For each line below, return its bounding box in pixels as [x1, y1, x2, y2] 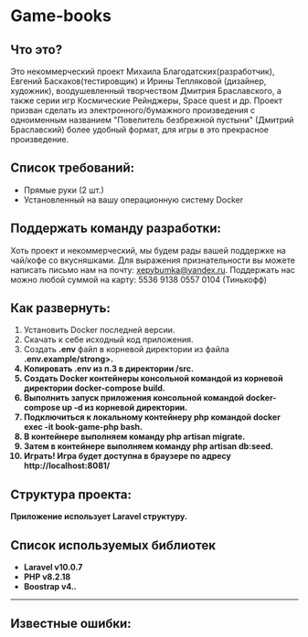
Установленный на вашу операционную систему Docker [23, 193, 244, 205]
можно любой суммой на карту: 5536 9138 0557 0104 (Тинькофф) [10, 274, 268, 285]
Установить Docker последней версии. [23, 325, 175, 336]
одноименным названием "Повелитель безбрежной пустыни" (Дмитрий [10, 115, 294, 125]
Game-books [10, 5, 112, 26]
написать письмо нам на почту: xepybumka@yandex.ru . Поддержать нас [10, 264, 295, 275]
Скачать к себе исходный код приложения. [23, 334, 194, 345]
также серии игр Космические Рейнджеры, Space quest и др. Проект [10, 95, 282, 106]
